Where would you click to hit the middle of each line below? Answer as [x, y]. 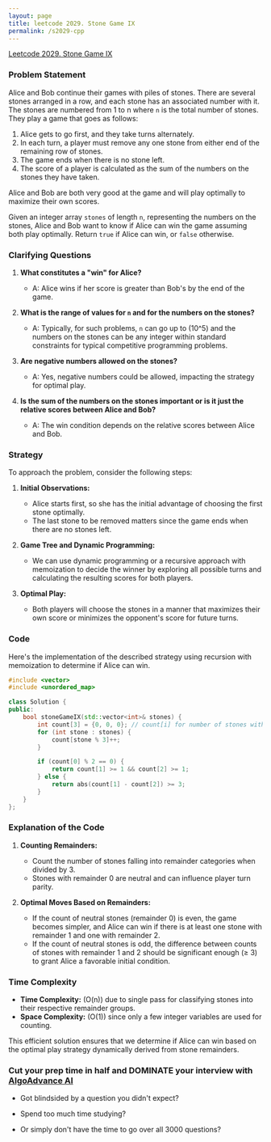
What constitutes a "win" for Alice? [81, 273]
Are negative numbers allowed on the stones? [98, 361]
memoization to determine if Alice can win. [79, 665]
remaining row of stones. [61, 151]
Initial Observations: [55, 488]
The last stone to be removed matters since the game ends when [140, 521]
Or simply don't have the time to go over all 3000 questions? [121, 1130]
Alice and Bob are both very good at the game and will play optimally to [127, 192]
